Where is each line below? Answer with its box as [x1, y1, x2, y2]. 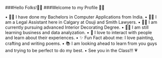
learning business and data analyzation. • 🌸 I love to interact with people [5, 30, 152, 35]
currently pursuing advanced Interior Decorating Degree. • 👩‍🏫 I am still [5, 24, 149, 30]
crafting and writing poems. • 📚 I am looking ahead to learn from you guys [5, 40, 158, 46]
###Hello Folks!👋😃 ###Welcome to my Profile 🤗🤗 [5, 5, 105, 10]
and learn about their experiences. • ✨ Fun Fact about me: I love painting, [5, 35, 154, 40]
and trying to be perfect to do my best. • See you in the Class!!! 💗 [5, 48, 138, 53]
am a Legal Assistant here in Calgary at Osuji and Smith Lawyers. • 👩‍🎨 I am [5, 19, 158, 25]
